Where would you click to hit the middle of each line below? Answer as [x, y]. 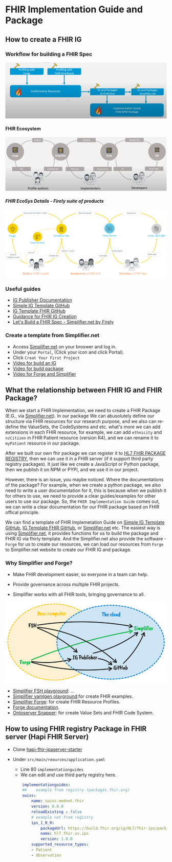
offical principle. [23, 513]
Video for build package [38, 368]
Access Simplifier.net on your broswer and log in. [64, 346]
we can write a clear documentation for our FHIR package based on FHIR [82, 507]
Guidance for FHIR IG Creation [45, 316]
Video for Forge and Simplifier [44, 374]
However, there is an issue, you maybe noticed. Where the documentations [84, 480]
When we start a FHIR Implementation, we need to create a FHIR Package [83, 411]
